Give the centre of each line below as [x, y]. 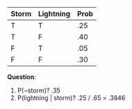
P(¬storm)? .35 [39, 90]
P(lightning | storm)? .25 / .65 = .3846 [71, 98]
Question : [22, 77]
